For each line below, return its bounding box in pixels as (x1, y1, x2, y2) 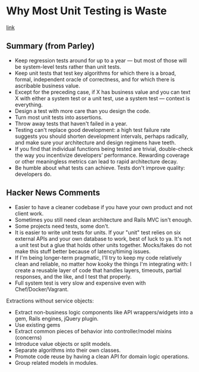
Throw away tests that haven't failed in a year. (14, 120, 128, 127)
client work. (14, 210, 44, 217)
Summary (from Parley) (6, 41, 95, 51)
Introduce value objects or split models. (14, 340, 112, 347)
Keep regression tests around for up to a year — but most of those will (14, 56, 187, 64)
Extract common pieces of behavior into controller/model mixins (14, 327, 172, 335)
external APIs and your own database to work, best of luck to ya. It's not (14, 235, 192, 242)
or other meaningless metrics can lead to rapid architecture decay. (14, 157, 178, 165)
